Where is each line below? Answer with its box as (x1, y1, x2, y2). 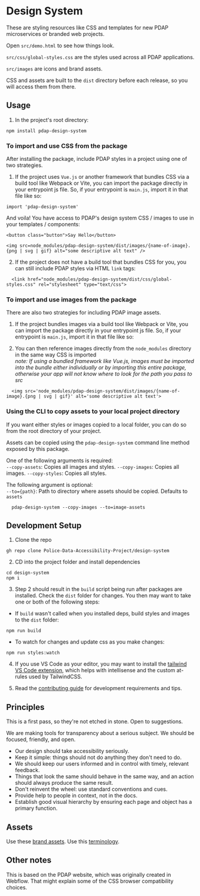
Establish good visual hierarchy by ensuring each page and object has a (14, 799, 192, 806)
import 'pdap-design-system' (6, 204, 79, 210)
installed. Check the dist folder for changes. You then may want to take (14, 592, 191, 599)
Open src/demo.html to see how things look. (6, 42, 115, 49)
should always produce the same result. (14, 779, 113, 787)
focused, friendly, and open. (6, 736, 76, 743)
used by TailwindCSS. (29, 673, 82, 680)
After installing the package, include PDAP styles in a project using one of (6, 156, 187, 163)
